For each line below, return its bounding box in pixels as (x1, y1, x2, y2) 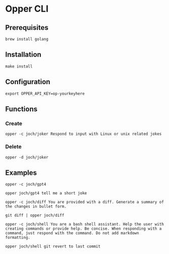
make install (5, 64, 33, 69)
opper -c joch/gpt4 (5, 182, 47, 187)
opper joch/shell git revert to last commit (5, 244, 101, 249)
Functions (5, 105, 38, 114)
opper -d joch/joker (5, 155, 49, 160)
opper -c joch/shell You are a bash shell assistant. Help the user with (5, 222, 164, 227)
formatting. (5, 235, 30, 240)
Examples (5, 168, 37, 177)
